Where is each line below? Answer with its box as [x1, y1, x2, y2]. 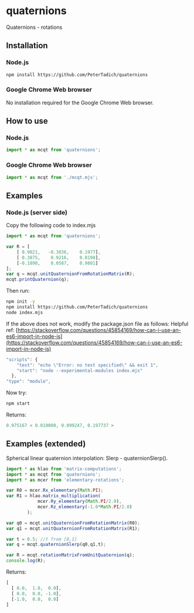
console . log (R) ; [6, 558, 46, 564]
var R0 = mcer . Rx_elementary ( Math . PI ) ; [6, 488, 104, 493]
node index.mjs [6, 309, 43, 316]
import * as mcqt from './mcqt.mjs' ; [6, 174, 98, 180]
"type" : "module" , [6, 379, 51, 385]
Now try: [6, 389, 28, 396]
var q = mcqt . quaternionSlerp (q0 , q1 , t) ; [6, 542, 107, 548]
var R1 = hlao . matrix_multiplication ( [6, 493, 101, 499]
